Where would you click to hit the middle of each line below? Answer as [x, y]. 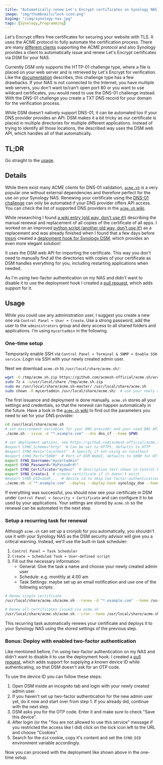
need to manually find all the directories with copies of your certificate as [78, 258]
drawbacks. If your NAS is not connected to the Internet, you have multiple [80, 83]
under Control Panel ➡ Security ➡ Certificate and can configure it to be [79, 497]
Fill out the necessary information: [46, 561]
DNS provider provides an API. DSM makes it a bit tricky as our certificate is [81, 118]
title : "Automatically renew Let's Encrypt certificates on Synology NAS [81, 9]
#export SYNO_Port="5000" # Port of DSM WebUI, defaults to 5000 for [78, 456]
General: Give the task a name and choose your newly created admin [88, 566]
